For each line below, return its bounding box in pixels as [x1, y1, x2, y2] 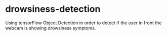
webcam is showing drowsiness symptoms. [5, 25, 96, 31]
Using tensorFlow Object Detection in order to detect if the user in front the [5, 20, 162, 26]
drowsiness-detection [5, 3, 101, 15]
